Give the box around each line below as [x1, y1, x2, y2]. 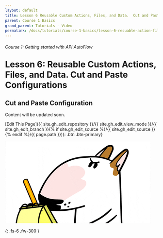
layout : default [5, 8, 38, 13]
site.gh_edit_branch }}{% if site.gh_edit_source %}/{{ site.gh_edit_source [5, 126, 151, 132]
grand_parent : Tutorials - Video [5, 23, 73, 28]
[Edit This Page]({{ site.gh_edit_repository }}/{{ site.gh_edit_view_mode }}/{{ [5, 121, 157, 127]
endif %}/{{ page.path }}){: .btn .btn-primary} [12, 132, 103, 137]
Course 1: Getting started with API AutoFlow [5, 44, 93, 50]
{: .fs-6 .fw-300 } [5, 228, 40, 234]
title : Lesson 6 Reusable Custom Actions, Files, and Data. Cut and [5, 13, 149, 18]
